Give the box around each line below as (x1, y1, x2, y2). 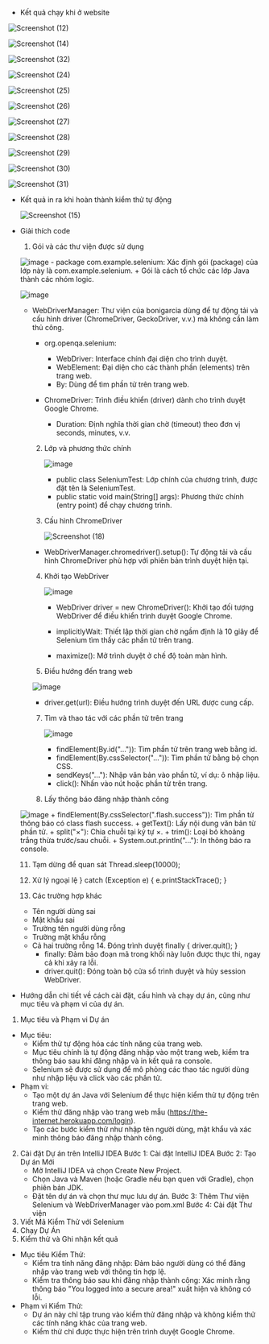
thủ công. (31, 323, 64, 332)
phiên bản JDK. (31, 1183, 84, 1192)
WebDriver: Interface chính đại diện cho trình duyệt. (56, 354, 228, 363)
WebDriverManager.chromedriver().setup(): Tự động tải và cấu (43, 548, 252, 556)
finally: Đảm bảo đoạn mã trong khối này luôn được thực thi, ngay (43, 949, 261, 958)
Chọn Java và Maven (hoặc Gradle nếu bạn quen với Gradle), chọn (31, 1174, 254, 1184)
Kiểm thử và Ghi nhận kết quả (19, 1234, 118, 1243)
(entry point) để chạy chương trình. (56, 500, 172, 510)
